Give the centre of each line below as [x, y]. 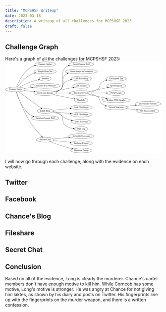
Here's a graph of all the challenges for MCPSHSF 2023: [63, 59]
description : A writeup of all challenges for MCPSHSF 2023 [69, 21]
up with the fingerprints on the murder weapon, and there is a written [76, 300]
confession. [17, 305]
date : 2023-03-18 [23, 16]
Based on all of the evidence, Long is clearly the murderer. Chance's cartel [81, 279]
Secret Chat [24, 250]
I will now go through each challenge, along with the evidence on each [77, 162]
